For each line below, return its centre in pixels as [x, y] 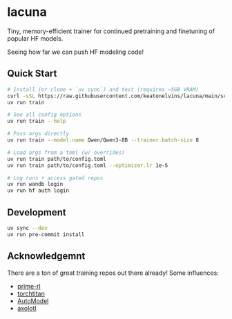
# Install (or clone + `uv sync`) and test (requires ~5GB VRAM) [103, 89]
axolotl [27, 308]
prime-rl [29, 286]
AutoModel [33, 300]
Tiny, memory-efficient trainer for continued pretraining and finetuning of [111, 31]
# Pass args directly [38, 134]
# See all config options [44, 115]
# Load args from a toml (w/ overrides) [66, 153]
